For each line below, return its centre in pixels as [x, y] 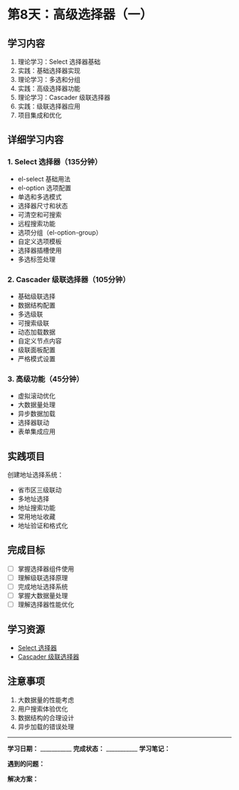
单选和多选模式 [39, 196]
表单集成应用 [36, 432]
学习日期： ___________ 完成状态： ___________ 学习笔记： [89, 748]
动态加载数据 [36, 332]
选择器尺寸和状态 [43, 206]
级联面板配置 [36, 350]
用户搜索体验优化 [43, 709]
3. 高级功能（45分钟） [46, 379]
